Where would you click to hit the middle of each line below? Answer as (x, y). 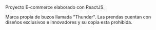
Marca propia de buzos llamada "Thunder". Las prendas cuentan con (78, 17)
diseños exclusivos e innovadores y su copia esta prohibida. (69, 22)
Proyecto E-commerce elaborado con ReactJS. (55, 7)
